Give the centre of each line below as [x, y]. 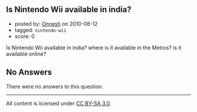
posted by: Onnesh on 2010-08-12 [56, 23]
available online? [26, 54]
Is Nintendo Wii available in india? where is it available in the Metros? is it [94, 47]
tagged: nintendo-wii [40, 30]
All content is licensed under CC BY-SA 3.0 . [59, 103]
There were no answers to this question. [55, 86]
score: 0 [25, 36]
